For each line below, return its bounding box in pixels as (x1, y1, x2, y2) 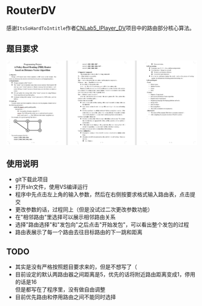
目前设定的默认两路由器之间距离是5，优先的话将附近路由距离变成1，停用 (15, 271, 195, 278)
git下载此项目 (15, 176, 48, 183)
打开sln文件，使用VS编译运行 (15, 183, 88, 191)
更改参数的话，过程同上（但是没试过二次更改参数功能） (15, 206, 153, 213)
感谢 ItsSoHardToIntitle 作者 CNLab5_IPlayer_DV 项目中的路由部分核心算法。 (6, 24, 195, 31)
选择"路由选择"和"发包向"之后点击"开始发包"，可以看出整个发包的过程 (15, 221, 189, 228)
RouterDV (6, 4, 56, 18)
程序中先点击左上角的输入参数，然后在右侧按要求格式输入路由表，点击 (15, 191, 191, 198)
